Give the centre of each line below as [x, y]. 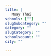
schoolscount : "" [23, 37]
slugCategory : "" [23, 32]
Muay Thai [21, 14]
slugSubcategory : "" [26, 23]
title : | [14, 10]
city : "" [14, 42]
